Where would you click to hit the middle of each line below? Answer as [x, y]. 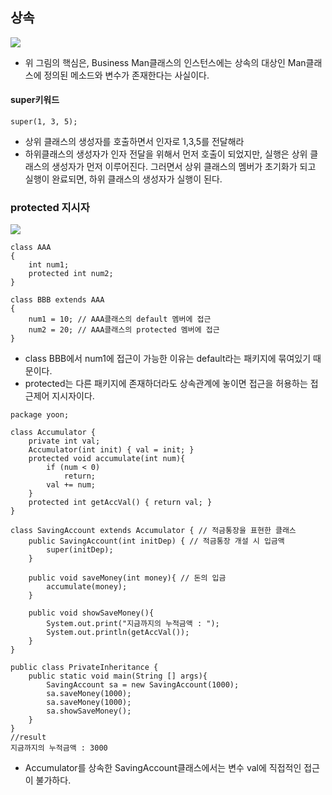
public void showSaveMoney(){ [91, 613]
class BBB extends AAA [57, 300]
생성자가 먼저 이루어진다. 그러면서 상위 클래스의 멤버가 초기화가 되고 [184, 167]
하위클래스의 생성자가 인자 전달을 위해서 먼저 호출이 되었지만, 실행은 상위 [166, 154]
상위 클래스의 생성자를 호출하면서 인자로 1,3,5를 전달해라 [134, 142]
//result [28, 738]
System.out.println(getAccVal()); [118, 633]
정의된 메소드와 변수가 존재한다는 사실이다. [126, 75]
